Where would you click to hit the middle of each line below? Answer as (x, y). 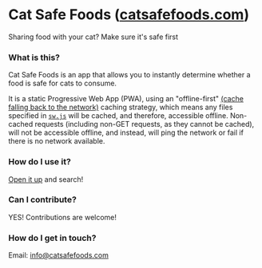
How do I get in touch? (52, 238)
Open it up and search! (46, 179)
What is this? (34, 57)
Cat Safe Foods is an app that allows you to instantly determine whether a (129, 75)
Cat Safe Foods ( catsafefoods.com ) (129, 15)
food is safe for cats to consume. (63, 83)
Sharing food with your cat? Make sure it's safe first (93, 37)
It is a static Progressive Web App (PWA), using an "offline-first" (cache (126, 99)
